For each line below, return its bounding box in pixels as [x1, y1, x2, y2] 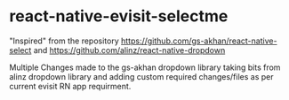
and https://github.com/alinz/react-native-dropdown [33, 44, 226, 55]
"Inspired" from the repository [9, 35, 120, 46]
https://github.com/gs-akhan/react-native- [121, 35, 277, 46]
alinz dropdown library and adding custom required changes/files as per [9, 71, 274, 81]
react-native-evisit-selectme [9, 6, 229, 27]
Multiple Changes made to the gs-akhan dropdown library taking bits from [9, 62, 281, 73]
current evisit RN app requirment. [9, 81, 132, 91]
